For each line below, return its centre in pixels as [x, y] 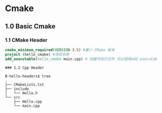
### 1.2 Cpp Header [25, 68]
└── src [13, 97]
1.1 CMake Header [26, 40]
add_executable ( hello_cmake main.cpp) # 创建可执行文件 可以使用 [68, 59]
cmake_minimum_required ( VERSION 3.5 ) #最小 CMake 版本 [60, 50]
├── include [17, 89]
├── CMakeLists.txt [25, 85]
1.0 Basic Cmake [30, 26]
